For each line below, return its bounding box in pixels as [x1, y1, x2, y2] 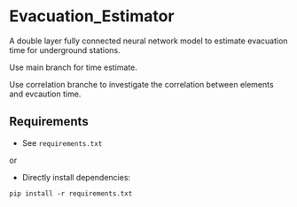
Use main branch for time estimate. [9, 62, 137, 73]
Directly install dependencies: [21, 172, 131, 182]
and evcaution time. [9, 88, 82, 99]
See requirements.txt [21, 137, 103, 148]
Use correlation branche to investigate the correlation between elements [9, 79, 274, 89]
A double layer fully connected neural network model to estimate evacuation [9, 35, 288, 46]
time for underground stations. [9, 44, 121, 55]
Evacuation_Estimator [9, 6, 175, 27]
